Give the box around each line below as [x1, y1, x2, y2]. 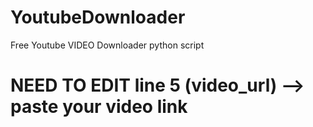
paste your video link [10, 96, 188, 118]
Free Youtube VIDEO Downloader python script [10, 39, 205, 51]
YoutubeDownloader [10, 6, 186, 29]
